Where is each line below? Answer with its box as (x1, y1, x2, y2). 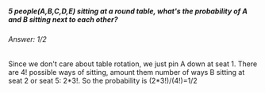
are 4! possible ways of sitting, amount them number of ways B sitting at (8, 67, 245, 76)
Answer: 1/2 (8, 34, 48, 43)
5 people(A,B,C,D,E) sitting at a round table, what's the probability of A (8, 6, 248, 16)
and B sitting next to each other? (8, 14, 118, 24)
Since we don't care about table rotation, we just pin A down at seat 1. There (8, 59, 258, 69)
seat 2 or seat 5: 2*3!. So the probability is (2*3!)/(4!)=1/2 (8, 76, 198, 85)
